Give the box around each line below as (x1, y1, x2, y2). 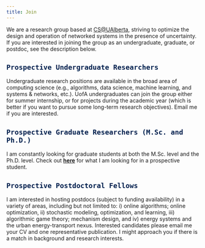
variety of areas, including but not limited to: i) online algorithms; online (6, 202, 186, 210)
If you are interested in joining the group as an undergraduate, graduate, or (6, 38, 195, 46)
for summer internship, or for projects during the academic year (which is (6, 97, 192, 104)
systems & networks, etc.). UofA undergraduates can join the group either (6, 90, 193, 98)
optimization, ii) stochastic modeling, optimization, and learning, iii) (6, 209, 175, 216)
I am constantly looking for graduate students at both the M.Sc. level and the (6, 150, 199, 158)
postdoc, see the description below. (6, 45, 97, 53)
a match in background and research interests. (6, 235, 124, 242)
